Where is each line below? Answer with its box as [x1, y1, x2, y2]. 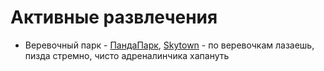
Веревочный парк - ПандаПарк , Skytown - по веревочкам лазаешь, [24, 39, 315, 51]
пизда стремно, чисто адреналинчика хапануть [24, 49, 230, 61]
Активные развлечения [10, 6, 218, 29]
